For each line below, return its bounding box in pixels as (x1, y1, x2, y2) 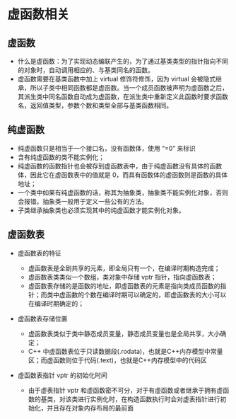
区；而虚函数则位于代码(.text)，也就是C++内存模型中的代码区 (28, 355, 207, 365)
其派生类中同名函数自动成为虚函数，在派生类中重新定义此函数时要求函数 (17, 93, 228, 101)
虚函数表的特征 (17, 248, 61, 257)
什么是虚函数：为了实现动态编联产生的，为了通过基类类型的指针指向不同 (17, 57, 228, 65)
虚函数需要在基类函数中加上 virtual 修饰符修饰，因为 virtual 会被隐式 (17, 75, 216, 83)
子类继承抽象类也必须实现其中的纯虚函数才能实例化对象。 (17, 206, 185, 214)
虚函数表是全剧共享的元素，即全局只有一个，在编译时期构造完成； (28, 263, 220, 272)
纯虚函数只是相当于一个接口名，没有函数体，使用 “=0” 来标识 (17, 144, 196, 152)
